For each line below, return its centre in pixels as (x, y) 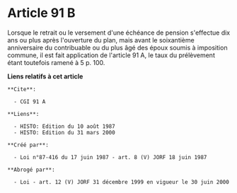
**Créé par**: (28, 145)
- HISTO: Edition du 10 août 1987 (64, 126)
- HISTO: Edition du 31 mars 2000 (64, 132)
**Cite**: (22, 89)
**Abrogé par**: (31, 170)
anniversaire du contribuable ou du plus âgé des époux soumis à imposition (117, 47)
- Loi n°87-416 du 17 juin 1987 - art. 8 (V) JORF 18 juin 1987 (110, 157)
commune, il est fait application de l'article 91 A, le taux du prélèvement (111, 55)
